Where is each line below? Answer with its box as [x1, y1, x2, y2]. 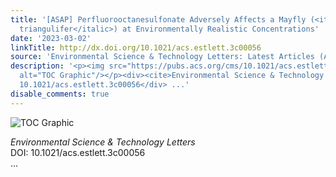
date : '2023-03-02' [10, 33, 92, 43]
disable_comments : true [10, 89, 110, 99]
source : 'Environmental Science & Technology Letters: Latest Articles [10, 52, 315, 62]
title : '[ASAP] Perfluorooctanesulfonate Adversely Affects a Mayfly [10, 14, 307, 25]
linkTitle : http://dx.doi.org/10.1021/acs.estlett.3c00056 [10, 42, 262, 53]
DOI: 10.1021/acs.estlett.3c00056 [10, 146, 146, 158]
